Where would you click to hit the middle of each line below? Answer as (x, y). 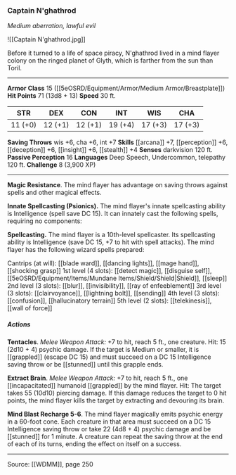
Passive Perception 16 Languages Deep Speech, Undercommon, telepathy (117, 158)
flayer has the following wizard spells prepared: (76, 250)
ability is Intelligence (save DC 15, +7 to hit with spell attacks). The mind (111, 242)
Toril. (15, 68)
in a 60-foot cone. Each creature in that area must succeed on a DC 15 (109, 422)
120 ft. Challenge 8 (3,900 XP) (52, 165)
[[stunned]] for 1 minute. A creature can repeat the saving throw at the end (115, 437)
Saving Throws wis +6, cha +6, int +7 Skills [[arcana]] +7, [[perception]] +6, (118, 142)
